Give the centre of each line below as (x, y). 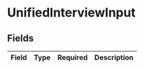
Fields (21, 38)
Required (73, 58)
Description (114, 58)
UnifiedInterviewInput (71, 13)
